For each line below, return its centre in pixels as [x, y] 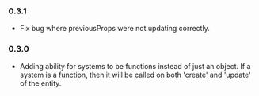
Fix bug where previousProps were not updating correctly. [114, 29]
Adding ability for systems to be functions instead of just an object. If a [135, 66]
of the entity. [40, 83]
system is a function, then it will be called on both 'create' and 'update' [135, 75]
